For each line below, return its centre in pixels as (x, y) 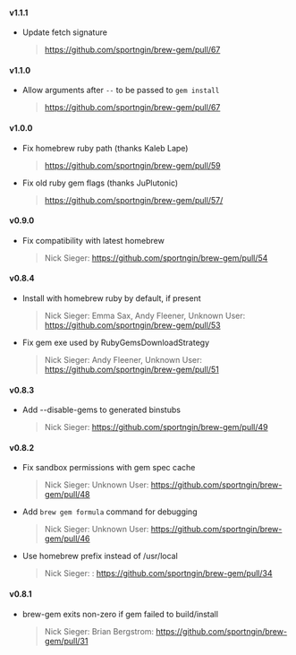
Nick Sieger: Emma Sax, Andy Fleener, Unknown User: (145, 316)
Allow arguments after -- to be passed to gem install (121, 90)
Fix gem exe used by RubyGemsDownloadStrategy (116, 343)
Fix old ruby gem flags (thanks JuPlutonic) (100, 183)
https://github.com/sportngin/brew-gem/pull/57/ (134, 200)
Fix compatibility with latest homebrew (93, 240)
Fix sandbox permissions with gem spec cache (109, 468)
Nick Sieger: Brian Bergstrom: (99, 631)
